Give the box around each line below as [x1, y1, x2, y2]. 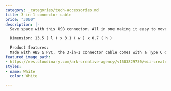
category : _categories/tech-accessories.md [5, 7, 99, 13]
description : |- [5, 21, 40, 27]
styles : [5, 64, 22, 69]
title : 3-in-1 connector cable [5, 12, 72, 17]
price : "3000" [5, 17, 36, 22]
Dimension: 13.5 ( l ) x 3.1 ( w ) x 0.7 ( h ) [10, 36, 113, 41]
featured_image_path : [5, 54, 51, 59]
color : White [10, 74, 38, 79]
